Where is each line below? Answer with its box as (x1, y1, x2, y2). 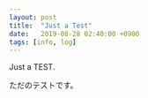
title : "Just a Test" (9, 21, 92, 30)
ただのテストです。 (9, 80, 78, 91)
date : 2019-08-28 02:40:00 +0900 (9, 29, 140, 38)
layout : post (9, 12, 57, 22)
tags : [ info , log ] (9, 37, 77, 47)
